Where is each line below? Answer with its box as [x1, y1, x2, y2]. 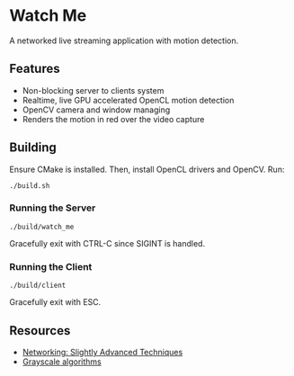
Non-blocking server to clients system [22, 85, 165, 95]
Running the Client [9, 260, 93, 273]
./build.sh [9, 181, 50, 190]
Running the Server [9, 201, 96, 214]
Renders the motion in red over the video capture [22, 113, 205, 124]
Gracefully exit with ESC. [9, 297, 102, 308]
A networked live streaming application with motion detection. [9, 35, 239, 46]
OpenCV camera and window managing [22, 104, 171, 115]
